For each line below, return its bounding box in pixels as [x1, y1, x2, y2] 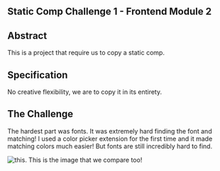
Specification [7, 69, 68, 81]
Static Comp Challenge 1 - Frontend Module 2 [7, 6, 211, 18]
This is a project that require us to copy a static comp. [7, 49, 165, 57]
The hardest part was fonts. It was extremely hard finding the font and [7, 126, 212, 135]
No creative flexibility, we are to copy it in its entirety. [7, 88, 163, 96]
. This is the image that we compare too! [24, 155, 143, 164]
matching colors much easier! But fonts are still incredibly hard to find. [7, 141, 213, 151]
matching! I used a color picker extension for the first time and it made [7, 134, 213, 143]
